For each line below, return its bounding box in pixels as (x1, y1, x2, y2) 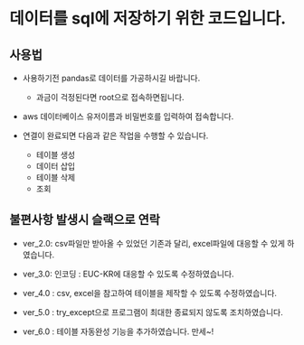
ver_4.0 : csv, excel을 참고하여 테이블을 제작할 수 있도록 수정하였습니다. (22, 287, 278, 298)
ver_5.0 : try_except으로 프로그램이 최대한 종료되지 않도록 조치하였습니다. (22, 306, 283, 317)
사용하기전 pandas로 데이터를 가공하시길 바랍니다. (22, 73, 201, 83)
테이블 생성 (35, 150, 75, 160)
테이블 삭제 (35, 172, 75, 182)
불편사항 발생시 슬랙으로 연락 (9, 212, 161, 228)
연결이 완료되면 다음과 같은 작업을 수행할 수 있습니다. (22, 130, 209, 141)
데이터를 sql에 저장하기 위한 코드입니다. (9, 8, 287, 29)
